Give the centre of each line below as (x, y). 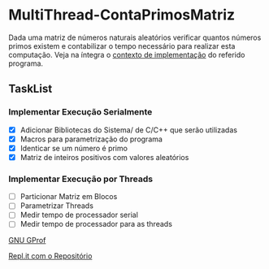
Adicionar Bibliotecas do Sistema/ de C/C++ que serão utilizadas (129, 130)
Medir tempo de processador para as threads (96, 224)
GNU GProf (27, 241)
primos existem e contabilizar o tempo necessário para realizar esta (122, 46)
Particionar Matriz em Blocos (69, 197)
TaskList (30, 89)
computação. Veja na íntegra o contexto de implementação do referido (127, 54)
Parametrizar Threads (56, 206)
